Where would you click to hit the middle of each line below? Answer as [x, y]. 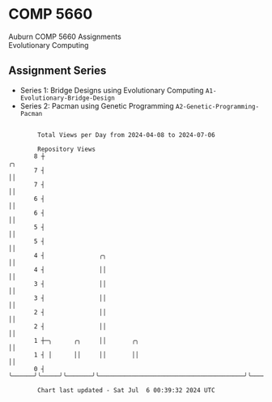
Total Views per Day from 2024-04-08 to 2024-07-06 [127, 135]
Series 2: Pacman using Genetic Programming [97, 105]
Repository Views [66, 149]
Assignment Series [57, 71]
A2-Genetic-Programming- [217, 106]
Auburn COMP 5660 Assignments [65, 36]
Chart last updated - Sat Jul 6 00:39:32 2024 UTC [127, 390]
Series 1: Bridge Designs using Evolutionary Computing [112, 90]
